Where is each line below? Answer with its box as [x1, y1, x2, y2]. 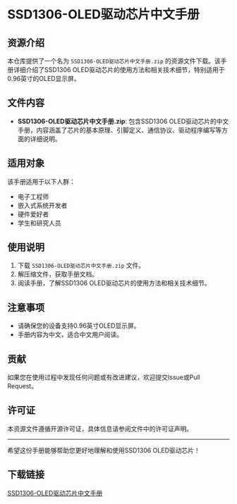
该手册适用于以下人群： [7, 177, 75, 185]
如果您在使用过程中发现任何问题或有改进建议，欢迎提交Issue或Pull [7, 373, 200, 381]
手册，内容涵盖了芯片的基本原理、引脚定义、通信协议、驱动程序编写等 [17, 125, 222, 134]
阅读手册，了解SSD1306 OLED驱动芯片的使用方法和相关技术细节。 [17, 279, 211, 288]
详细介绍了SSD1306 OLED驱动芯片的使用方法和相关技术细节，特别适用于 [13, 66, 225, 74]
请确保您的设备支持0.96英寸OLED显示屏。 [17, 321, 140, 330]
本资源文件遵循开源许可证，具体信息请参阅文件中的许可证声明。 [7, 424, 193, 433]
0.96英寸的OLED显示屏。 [7, 75, 80, 82]
